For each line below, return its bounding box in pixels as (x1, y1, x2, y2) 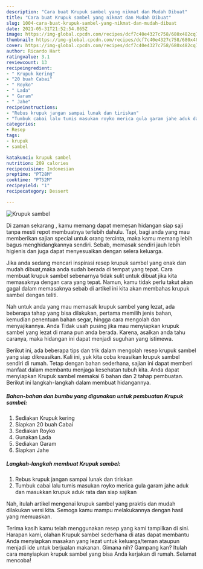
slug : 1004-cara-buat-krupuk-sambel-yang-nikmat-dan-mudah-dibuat (6, 20, 177, 26)
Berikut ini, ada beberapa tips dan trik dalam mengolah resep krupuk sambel (6, 347, 196, 354)
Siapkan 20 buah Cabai (14, 420, 74, 428)
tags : (6, 132, 20, 139)
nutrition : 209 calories (6, 160, 69, 166)
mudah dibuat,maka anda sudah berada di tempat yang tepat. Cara (6, 265, 173, 272)
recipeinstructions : (6, 104, 59, 111)
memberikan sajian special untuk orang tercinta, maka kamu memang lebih (6, 234, 193, 242)
